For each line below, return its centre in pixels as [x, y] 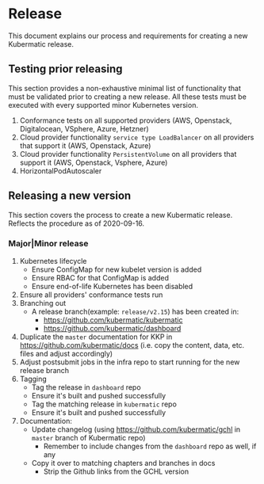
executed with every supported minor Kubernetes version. [103, 105]
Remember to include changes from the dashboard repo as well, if [150, 446]
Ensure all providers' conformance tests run [91, 295]
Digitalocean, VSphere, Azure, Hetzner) [84, 128]
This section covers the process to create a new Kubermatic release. [121, 215]
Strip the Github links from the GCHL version [116, 471]
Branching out [43, 303]
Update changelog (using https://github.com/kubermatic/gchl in [136, 429]
